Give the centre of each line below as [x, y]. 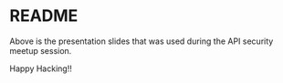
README [44, 16]
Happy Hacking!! [41, 68]
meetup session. [41, 50]
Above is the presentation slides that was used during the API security [141, 41]
